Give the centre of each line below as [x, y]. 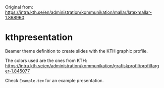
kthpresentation [39, 38]
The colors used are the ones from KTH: [46, 60]
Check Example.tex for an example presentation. [55, 80]
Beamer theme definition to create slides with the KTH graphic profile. [77, 51]
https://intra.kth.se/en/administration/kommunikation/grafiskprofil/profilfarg [82, 65]
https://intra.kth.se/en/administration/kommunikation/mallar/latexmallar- [79, 12]
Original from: [19, 7]
